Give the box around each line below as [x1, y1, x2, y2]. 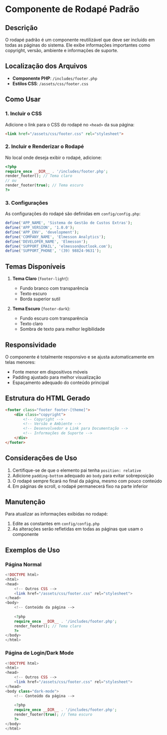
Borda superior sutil [19, 296, 61, 302]
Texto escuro [19, 291, 47, 297]
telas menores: [5, 359, 36, 365]
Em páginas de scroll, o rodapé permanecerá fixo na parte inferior [12, 483, 148, 489]
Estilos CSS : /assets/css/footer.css [12, 80, 89, 86]
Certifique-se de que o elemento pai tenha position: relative [12, 467, 142, 473]
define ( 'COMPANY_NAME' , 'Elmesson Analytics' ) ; [5, 234, 106, 239]
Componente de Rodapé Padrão [5, 4, 140, 15]
